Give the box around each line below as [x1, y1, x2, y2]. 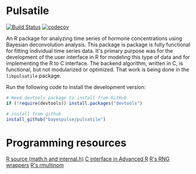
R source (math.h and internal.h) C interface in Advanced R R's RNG [6, 155, 170, 162]
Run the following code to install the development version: [6, 83, 146, 90]
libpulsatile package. [6, 72, 61, 79]
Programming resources [6, 136, 127, 149]
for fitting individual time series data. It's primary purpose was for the [6, 47, 173, 54]
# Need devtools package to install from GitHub [6, 95, 127, 101]
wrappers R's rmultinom [6, 162, 64, 169]
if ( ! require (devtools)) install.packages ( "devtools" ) [6, 100, 143, 106]
